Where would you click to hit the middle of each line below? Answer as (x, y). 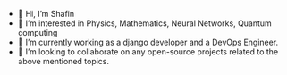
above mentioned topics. (63, 61)
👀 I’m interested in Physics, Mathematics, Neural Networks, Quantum (145, 23)
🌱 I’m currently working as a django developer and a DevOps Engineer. (148, 42)
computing (38, 33)
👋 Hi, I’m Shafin (46, 14)
